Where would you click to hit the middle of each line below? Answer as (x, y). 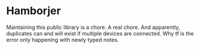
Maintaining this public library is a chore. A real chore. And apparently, (93, 27)
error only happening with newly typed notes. (62, 40)
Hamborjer (34, 11)
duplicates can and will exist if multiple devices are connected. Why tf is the (100, 33)
